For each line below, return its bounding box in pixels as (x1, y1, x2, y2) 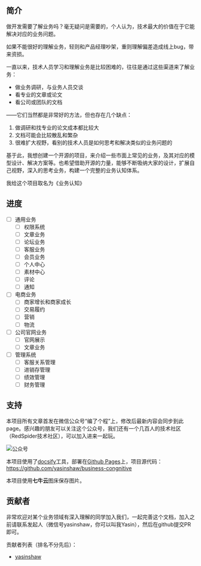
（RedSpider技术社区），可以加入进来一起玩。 (6, 432, 118, 439)
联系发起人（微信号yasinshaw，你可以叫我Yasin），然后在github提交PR (16, 520, 191, 528)
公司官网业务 (14, 329, 47, 336)
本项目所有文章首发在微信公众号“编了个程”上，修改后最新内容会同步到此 (6, 417, 184, 424)
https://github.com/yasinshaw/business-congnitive (6, 464, 132, 472)
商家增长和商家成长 (23, 299, 72, 306)
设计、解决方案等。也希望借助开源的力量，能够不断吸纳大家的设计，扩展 (11, 159, 190, 166)
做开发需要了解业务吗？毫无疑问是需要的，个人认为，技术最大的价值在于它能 (6, 23, 195, 30)
